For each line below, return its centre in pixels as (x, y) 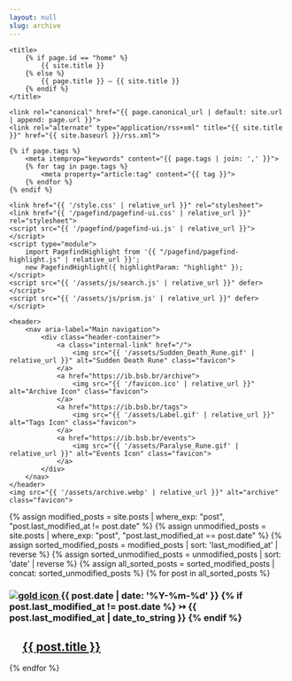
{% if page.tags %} (45, 151)
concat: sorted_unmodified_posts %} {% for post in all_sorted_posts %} (140, 573)
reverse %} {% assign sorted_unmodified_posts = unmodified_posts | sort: (145, 554)
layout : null (33, 17)
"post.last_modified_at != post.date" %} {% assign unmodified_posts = (138, 526)
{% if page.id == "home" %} (77, 58)
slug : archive (35, 26)
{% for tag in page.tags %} (77, 166)
